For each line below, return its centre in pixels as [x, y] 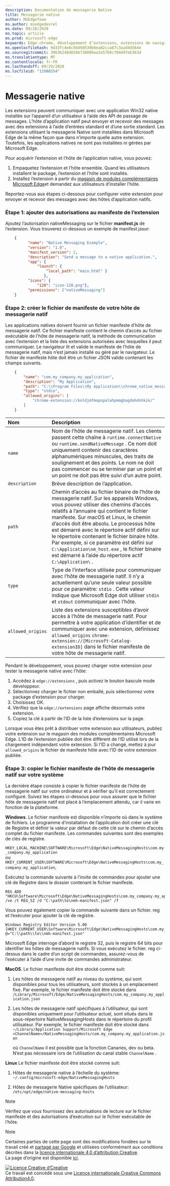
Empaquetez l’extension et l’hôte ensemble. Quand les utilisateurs [81, 167]
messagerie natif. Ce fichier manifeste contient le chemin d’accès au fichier [84, 330]
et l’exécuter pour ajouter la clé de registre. [50, 916]
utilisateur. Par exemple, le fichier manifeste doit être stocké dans [81, 1025]
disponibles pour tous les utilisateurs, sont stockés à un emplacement [85, 985]
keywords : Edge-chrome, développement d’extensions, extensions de [78, 43]
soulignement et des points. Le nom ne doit [103, 462]
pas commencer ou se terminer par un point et [107, 469]
